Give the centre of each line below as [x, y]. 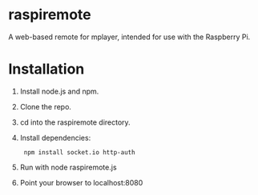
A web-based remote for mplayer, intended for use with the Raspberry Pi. [129, 37]
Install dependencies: [55, 137]
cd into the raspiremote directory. [75, 122]
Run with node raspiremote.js [69, 167]
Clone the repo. [46, 106]
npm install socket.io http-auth [79, 152]
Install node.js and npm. [59, 91]
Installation [46, 69]
